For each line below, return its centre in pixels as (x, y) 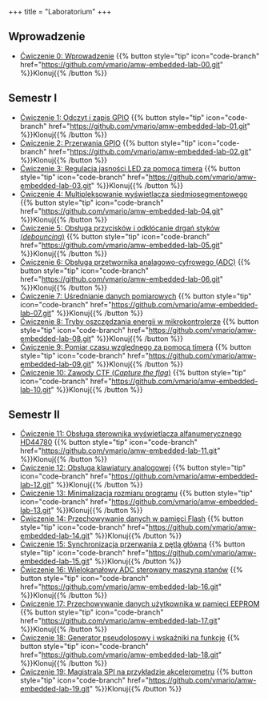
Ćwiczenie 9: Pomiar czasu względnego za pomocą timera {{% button (136, 346)
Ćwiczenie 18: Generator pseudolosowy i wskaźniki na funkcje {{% (130, 638)
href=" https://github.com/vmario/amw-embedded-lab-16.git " (121, 587)
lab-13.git (35, 511)
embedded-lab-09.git (56, 364)
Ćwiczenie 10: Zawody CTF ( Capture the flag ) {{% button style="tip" (133, 372)
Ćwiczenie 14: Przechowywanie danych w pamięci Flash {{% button (132, 519)
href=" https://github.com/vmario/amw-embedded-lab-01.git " (149, 126)
